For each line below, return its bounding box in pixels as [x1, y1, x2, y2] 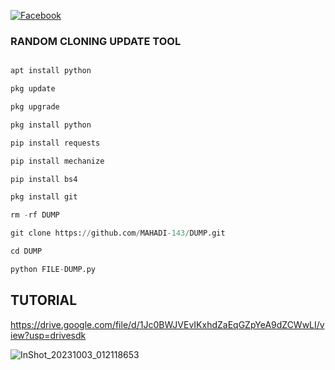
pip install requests [10, 138, 101, 148]
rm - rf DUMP [10, 210, 60, 220]
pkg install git [10, 192, 78, 202]
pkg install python [10, 120, 92, 130]
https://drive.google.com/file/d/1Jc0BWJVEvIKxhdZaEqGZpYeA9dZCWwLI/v [10, 318, 325, 330]
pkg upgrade [10, 102, 60, 112]
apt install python [10, 66, 92, 76]
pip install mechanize [10, 156, 105, 166]
